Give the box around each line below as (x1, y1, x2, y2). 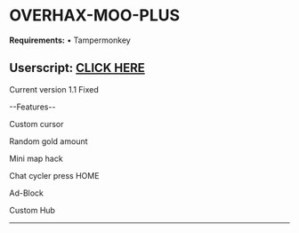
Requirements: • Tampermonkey (9, 35, 131, 45)
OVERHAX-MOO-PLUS (9, 5, 181, 26)
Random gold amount (9, 135, 88, 147)
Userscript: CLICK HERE (9, 60, 145, 76)
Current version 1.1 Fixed (9, 84, 100, 94)
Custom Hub (9, 205, 56, 215)
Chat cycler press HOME (9, 170, 100, 181)
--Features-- (9, 101, 56, 112)
